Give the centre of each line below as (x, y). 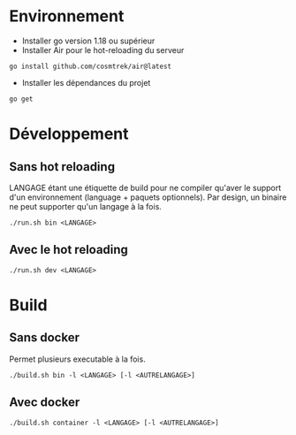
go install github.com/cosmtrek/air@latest (91, 66)
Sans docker (44, 338)
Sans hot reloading (62, 167)
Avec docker (45, 403)
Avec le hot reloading (68, 250)
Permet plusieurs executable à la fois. (77, 359)
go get (21, 99)
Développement (69, 134)
